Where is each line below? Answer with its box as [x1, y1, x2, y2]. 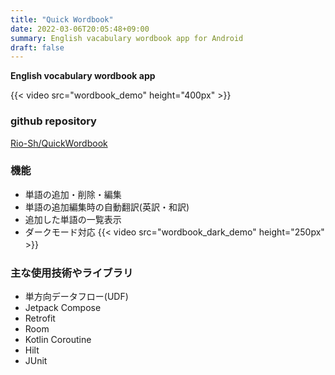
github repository [10, 114, 97, 128]
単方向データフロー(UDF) [24, 291, 129, 303]
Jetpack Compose [24, 302, 102, 314]
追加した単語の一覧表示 [24, 213, 122, 225]
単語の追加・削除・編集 [24, 188, 122, 200]
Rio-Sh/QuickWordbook [10, 137, 108, 149]
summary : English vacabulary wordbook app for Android [10, 33, 244, 43]
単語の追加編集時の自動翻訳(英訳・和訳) [24, 201, 190, 213]
